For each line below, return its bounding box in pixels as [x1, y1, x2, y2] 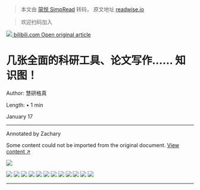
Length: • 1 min [6, 101, 43, 108]
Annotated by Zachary [6, 130, 61, 137]
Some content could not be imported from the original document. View [6, 141, 180, 148]
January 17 [6, 113, 33, 120]
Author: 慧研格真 [6, 89, 47, 96]
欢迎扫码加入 [20, 18, 52, 26]
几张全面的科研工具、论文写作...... [6, 54, 173, 67]
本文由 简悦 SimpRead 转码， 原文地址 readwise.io [20, 6, 145, 13]
